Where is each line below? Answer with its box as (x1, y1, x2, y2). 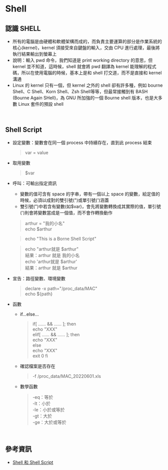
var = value (25, 149, 49, 155)
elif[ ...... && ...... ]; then (32, 331, 80, 337)
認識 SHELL (5, 24, 41, 33)
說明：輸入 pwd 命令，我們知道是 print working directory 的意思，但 (12, 57, 153, 63)
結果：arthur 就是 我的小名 (25, 252, 80, 258)
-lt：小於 (32, 400, 51, 406)
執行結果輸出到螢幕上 (12, 51, 57, 57)
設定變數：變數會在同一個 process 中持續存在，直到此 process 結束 (12, 139, 152, 145)
